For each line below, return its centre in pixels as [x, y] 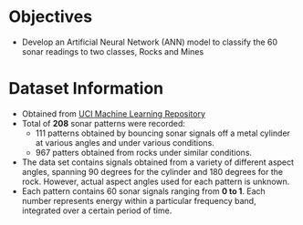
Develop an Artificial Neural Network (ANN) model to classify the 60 [150, 42]
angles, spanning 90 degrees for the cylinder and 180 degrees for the [152, 171]
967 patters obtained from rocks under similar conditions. [144, 152]
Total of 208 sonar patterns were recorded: [104, 123]
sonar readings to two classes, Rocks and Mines [113, 51]
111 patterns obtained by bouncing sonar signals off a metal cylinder [163, 133]
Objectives [51, 17]
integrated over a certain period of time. [97, 210]
